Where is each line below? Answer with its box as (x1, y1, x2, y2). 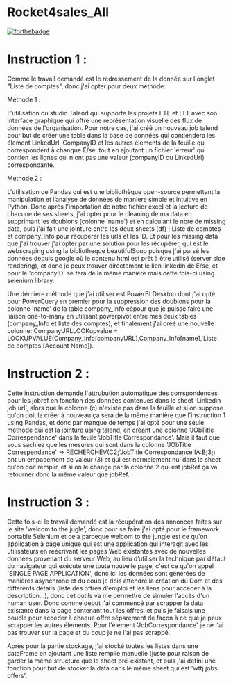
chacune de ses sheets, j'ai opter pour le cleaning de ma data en (7, 209, 192, 218)
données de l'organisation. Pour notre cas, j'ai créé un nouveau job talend (7, 123, 218, 132)
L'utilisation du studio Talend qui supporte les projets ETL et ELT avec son (7, 108, 218, 117)
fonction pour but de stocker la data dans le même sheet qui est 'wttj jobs (7, 663, 218, 672)
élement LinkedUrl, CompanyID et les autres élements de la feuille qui (7, 138, 206, 147)
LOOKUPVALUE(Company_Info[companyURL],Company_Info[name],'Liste (7, 334, 217, 342)
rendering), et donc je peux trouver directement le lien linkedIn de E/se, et (7, 261, 218, 270)
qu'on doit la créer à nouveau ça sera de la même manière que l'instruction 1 (7, 411, 226, 419)
